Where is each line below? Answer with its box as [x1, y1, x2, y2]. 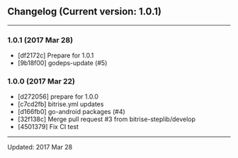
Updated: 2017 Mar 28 [7, 143, 73, 152]
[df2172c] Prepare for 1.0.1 [17, 51, 94, 60]
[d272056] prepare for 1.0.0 [17, 92, 99, 101]
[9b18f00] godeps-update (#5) [17, 59, 108, 67]
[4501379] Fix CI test [17, 123, 79, 131]
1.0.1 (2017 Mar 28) [7, 35, 73, 45]
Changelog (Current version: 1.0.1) [7, 6, 161, 18]
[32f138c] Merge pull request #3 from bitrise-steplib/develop [17, 115, 196, 123]
